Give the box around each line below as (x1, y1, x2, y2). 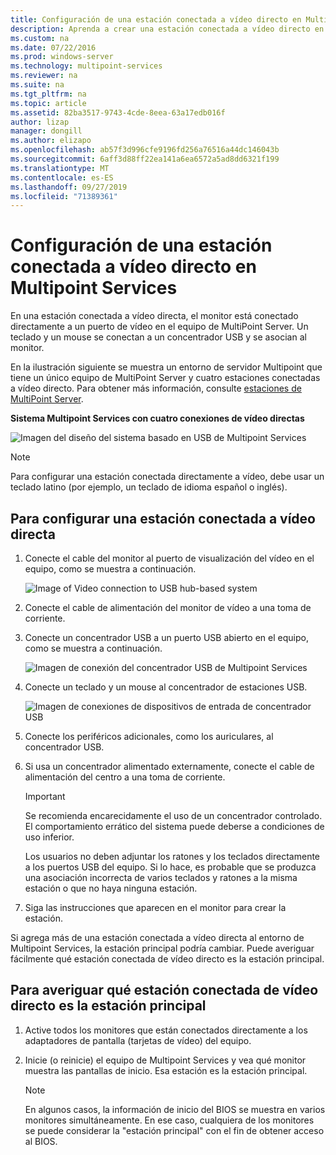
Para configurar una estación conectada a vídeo (10, 510, 316, 527)
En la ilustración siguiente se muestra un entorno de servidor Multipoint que (10, 361, 323, 373)
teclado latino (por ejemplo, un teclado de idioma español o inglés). (10, 481, 288, 493)
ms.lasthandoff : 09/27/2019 (10, 182, 128, 192)
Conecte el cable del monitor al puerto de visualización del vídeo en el (24, 552, 315, 564)
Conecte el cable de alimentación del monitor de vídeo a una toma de (24, 602, 312, 613)
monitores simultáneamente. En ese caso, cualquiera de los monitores (24, 1114, 315, 1126)
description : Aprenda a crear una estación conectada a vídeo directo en (10, 24, 325, 34)
